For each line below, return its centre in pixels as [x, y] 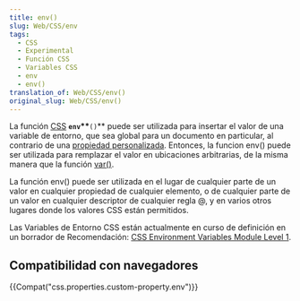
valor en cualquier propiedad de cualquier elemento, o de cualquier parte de [150, 191]
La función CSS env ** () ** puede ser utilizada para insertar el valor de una [146, 126]
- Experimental [46, 51]
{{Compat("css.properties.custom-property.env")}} [104, 287]
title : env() [34, 17]
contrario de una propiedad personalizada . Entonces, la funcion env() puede [150, 145]
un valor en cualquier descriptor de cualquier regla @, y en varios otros [141, 201]
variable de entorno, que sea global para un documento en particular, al [141, 136]
